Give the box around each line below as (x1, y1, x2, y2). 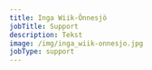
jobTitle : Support (9, 22, 79, 31)
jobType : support (9, 47, 75, 56)
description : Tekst (9, 30, 83, 39)
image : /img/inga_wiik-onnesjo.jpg (9, 38, 144, 48)
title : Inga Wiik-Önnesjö (9, 13, 107, 23)
